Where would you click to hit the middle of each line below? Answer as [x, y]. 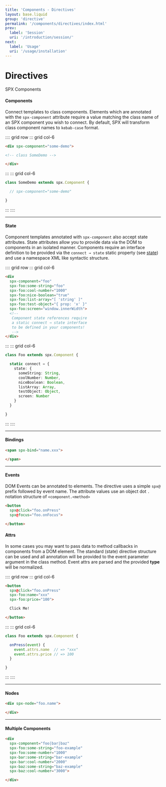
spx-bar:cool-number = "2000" [39, 762]
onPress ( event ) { [27, 645]
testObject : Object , [39, 392]
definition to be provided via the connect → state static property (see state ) [82, 253]
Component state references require [49, 318]
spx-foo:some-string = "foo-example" [46, 748]
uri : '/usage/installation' [39, 51]
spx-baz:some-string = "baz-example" [46, 766]
